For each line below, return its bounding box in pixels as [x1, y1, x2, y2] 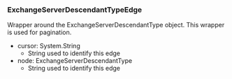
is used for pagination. [7, 28, 72, 36]
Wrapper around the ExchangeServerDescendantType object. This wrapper [7, 21, 225, 29]
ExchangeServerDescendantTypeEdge [7, 5, 143, 15]
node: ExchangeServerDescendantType [17, 57, 133, 65]
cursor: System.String [17, 42, 80, 50]
